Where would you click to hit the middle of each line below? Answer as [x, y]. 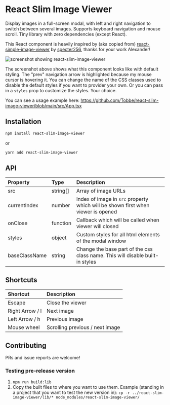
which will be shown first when [113, 205]
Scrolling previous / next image [83, 327]
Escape [17, 303]
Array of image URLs [101, 191]
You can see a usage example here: [42, 100]
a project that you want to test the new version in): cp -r [71, 393]
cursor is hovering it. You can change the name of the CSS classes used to [83, 80]
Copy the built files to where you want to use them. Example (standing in [88, 387]
